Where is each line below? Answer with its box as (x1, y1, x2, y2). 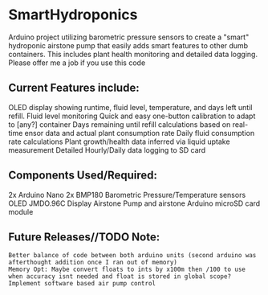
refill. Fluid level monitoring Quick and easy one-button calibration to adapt (8, 111, 256, 121)
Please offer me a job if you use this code (8, 58, 146, 68)
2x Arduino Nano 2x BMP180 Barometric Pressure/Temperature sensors (8, 190, 246, 199)
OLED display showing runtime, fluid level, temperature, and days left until (8, 102, 253, 112)
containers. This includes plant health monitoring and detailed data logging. (8, 49, 258, 59)
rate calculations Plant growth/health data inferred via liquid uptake (8, 137, 230, 146)
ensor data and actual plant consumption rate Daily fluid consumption (24, 128, 255, 137)
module (8, 207, 34, 216)
